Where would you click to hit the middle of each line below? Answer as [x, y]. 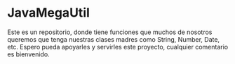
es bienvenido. [29, 54]
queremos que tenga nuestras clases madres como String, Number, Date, [113, 39]
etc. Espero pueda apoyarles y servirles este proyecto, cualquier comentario [118, 47]
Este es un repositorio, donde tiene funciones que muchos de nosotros [110, 32]
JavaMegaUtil [48, 13]
